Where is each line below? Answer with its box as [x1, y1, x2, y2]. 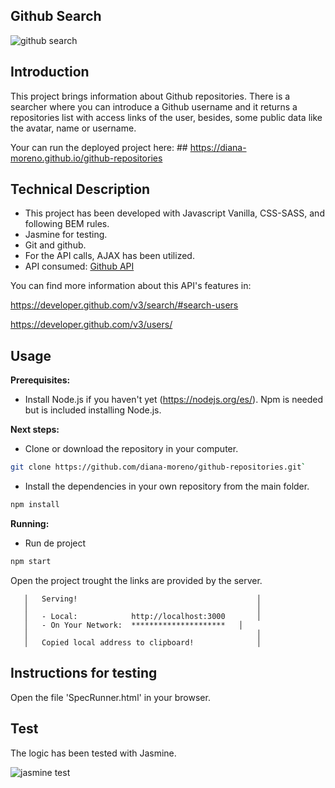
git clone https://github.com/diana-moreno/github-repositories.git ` [10, 462, 307, 473]
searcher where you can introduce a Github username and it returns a [10, 100, 298, 113]
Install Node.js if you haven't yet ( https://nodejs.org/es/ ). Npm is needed [24, 394, 324, 406]
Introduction [10, 64, 90, 81]
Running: [10, 518, 50, 529]
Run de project [24, 537, 87, 549]
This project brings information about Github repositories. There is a [10, 90, 291, 102]
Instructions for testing [10, 665, 158, 682]
